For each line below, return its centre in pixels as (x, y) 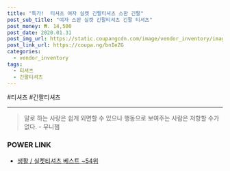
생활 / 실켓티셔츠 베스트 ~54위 (57, 161)
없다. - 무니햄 (42, 127)
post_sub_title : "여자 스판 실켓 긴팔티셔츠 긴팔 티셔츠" (80, 20)
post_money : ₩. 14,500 (39, 26)
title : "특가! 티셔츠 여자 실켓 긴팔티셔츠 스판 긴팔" (75, 13)
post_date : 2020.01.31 (39, 32)
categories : (24, 52)
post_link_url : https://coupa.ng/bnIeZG (66, 45)
